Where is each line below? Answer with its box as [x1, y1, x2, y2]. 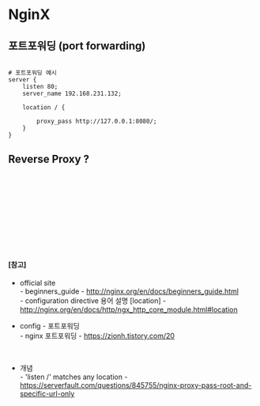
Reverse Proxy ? [8, 153, 89, 166]
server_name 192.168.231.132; [22, 89, 122, 97]
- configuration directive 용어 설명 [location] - [19, 296, 167, 305]
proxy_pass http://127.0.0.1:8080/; [36, 117, 157, 125]
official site [19, 279, 56, 288]
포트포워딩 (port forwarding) [8, 39, 146, 52]
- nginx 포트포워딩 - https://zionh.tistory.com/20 [19, 331, 175, 341]
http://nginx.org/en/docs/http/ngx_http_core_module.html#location [19, 305, 239, 314]
